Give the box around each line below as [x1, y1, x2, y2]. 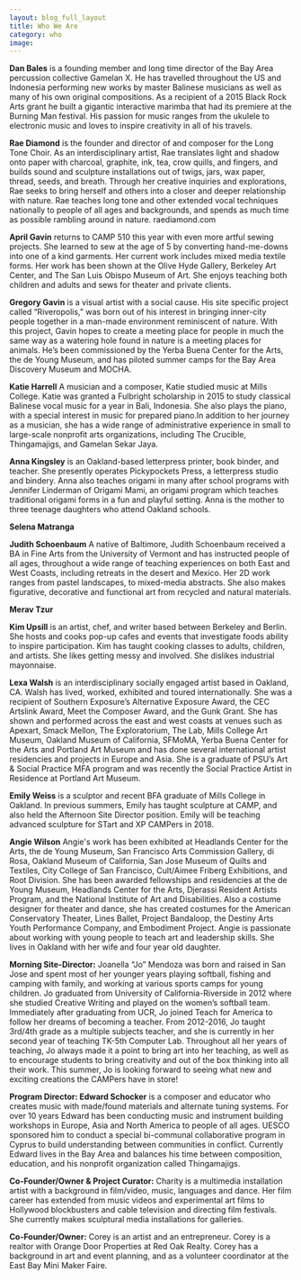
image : [9, 38, 34, 48]
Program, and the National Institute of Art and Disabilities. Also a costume [9, 894, 281, 905]
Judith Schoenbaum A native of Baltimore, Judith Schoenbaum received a [9, 539, 286, 550]
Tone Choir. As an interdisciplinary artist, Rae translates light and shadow [9, 148, 280, 158]
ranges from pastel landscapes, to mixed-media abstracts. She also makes [9, 577, 286, 588]
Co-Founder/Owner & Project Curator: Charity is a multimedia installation [9, 1176, 283, 1186]
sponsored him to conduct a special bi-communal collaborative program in [9, 1130, 286, 1140]
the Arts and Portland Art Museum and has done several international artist [9, 744, 287, 755]
